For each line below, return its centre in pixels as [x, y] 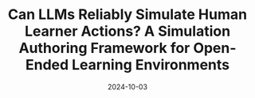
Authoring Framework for [104, 48]
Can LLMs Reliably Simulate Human [127, 15]
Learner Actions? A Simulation [127, 31]
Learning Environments [151, 65]
